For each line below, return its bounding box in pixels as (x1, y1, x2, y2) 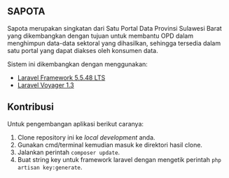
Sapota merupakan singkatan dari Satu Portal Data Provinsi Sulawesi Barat (7, 24, 222, 32)
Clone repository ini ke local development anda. (17, 133, 155, 142)
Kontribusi (7, 101, 55, 113)
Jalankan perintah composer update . (17, 148, 120, 156)
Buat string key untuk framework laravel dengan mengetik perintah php (17, 155, 222, 163)
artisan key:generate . (17, 163, 83, 171)
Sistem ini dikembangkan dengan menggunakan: (7, 59, 148, 68)
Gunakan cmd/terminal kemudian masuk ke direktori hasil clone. (17, 140, 203, 149)
